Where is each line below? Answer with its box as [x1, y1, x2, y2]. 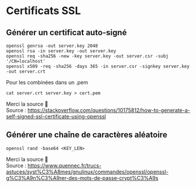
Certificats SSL [6, 4, 81, 18]
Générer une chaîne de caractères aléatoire [6, 130, 168, 140]
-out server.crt [6, 69, 46, 74]
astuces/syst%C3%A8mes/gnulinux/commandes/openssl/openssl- [6, 168, 169, 175]
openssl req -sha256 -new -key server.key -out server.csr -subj [6, 53, 169, 59]
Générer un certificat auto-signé [6, 28, 127, 38]
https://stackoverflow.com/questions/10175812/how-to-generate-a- [27, 107, 190, 114]
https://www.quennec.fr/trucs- [27, 162, 102, 169]
